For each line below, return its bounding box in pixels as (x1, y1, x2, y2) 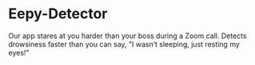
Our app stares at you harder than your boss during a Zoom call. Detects (8, 31, 247, 40)
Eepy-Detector (8, 5, 108, 23)
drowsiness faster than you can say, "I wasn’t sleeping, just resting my (8, 39, 240, 48)
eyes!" (8, 48, 30, 57)
